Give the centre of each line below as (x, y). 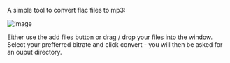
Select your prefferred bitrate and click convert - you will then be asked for (115, 44)
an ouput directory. (35, 52)
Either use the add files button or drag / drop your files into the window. (110, 37)
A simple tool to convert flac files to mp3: (66, 10)
